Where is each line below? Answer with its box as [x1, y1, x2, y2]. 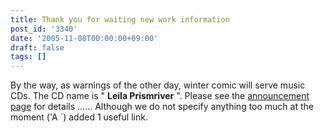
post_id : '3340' [10, 24, 78, 34]
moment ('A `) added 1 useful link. [10, 111, 148, 123]
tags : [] [10, 52, 47, 62]
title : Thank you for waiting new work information [10, 14, 230, 25]
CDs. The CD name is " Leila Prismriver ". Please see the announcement [10, 90, 310, 102]
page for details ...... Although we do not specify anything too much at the [10, 101, 314, 113]
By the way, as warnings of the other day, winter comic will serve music [10, 79, 306, 91]
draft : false [10, 42, 65, 53]
